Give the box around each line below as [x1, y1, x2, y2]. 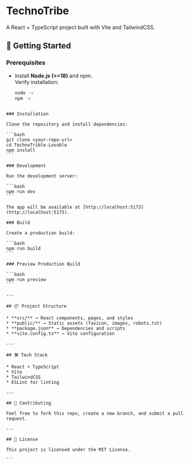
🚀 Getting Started [6, 41, 71, 51]
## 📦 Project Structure [6, 303, 67, 309]
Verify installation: [14, 78, 59, 85]
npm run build [6, 246, 41, 252]
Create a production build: [6, 230, 76, 236]
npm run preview [6, 277, 46, 283]
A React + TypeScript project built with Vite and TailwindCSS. [6, 24, 155, 31]
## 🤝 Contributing [6, 401, 51, 406]
